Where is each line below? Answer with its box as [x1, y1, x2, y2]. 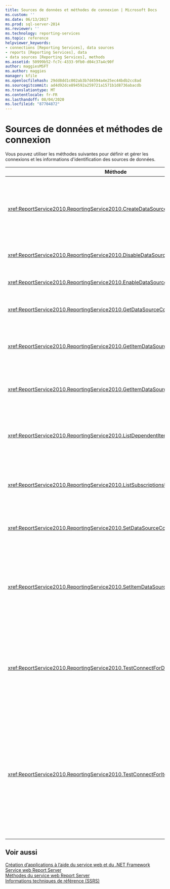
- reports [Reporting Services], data [5, 50, 87, 55]
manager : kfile [5, 73, 37, 79]
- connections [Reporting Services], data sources [5, 45, 114, 50]
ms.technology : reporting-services [5, 31, 80, 36]
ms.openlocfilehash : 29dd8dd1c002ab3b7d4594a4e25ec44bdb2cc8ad [5, 78, 142, 83]
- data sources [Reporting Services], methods [5, 54, 105, 60]
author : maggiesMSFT [5, 64, 49, 69]
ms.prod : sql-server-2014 [5, 21, 60, 27]
